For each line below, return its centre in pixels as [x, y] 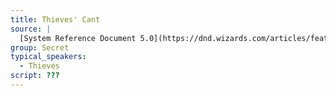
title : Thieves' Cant [55, 19]
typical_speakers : [48, 57]
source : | [31, 29]
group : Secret [40, 47]
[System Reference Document [78, 38]
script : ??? [35, 76]
